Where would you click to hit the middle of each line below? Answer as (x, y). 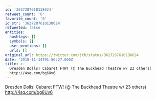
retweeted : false (23, 28)
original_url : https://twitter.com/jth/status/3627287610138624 (72, 55)
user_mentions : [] (28, 46)
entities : (15, 32)
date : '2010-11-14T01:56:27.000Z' (40, 60)
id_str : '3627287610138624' (34, 23)
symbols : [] (22, 41)
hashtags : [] (23, 37)
